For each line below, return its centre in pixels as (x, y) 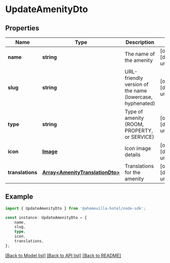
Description (140, 42)
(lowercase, (139, 97)
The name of (140, 54)
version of (137, 84)
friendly (134, 78)
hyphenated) (140, 103)
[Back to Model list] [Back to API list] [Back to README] (63, 255)
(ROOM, (134, 124)
